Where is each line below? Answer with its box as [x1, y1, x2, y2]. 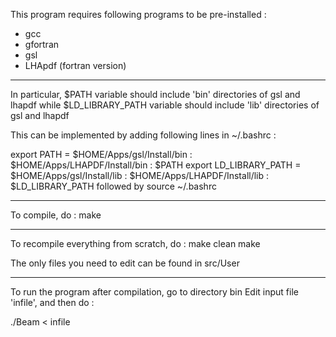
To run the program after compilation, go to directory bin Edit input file [10, 286, 299, 298]
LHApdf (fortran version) [24, 60, 127, 71]
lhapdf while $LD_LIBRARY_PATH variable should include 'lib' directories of [10, 99, 320, 111]
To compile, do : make [10, 209, 102, 221]
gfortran [24, 39, 60, 50]
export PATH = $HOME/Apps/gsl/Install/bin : [10, 149, 193, 160]
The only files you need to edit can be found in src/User [10, 257, 240, 269]
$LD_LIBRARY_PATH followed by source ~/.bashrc [10, 180, 217, 192]
